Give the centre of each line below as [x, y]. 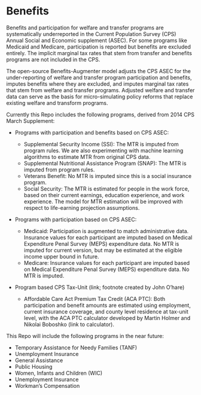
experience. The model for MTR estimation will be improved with [103, 201]
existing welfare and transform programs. [57, 102]
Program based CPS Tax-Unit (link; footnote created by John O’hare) [100, 287]
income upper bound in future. [61, 257]
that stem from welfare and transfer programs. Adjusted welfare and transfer [100, 90]
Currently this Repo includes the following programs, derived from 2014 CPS [100, 114]
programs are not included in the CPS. [53, 59]
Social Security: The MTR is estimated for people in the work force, [106, 189]
